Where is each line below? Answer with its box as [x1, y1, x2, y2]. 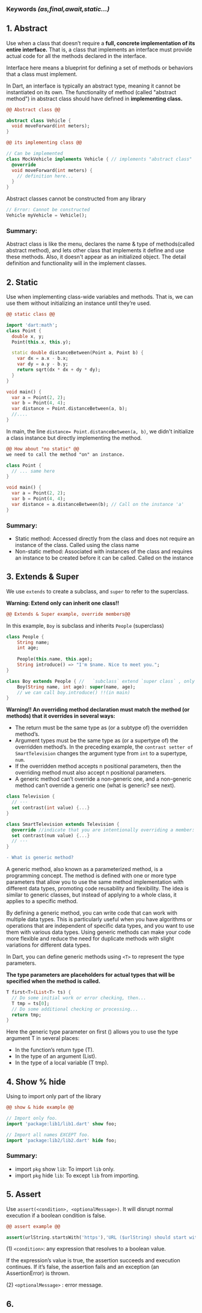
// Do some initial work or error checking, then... [11, 995, 147, 1001]
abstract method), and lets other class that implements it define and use [6, 247, 185, 254]
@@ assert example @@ [6, 1223, 61, 1230]
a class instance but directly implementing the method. [6, 434, 142, 441]
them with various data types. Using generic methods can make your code [6, 928, 191, 936]
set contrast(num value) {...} [11, 832, 90, 839]
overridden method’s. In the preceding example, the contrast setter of [14, 743, 194, 750]
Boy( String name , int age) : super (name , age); [17, 684, 136, 690]
